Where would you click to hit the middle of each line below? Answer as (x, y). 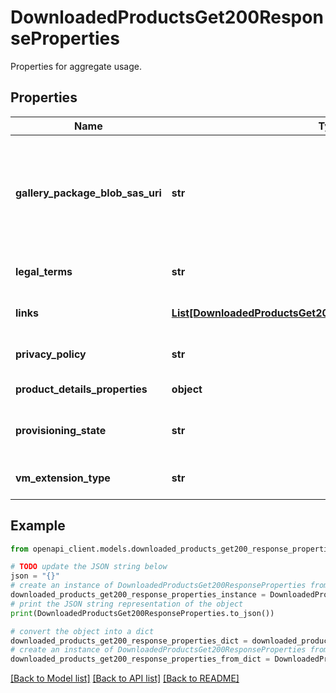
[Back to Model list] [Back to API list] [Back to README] (125, 678)
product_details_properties (81, 389)
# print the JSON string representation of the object (127, 604)
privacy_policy (51, 354)
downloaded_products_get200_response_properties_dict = (129, 641)
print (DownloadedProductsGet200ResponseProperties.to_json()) (142, 613)
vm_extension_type (63, 478)
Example (38, 526)
